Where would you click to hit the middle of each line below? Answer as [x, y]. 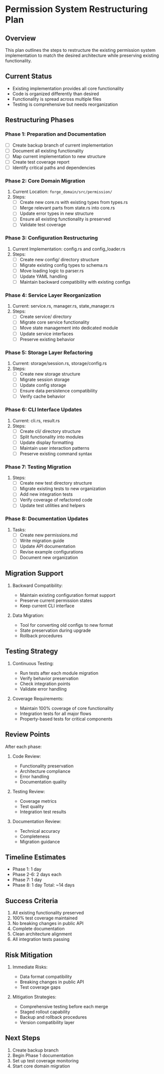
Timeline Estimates [36, 857]
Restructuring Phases [40, 120]
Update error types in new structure [57, 213]
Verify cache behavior [43, 396]
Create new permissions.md [49, 535]
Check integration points [45, 684]
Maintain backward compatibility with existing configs [75, 282]
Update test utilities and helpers [53, 506]
